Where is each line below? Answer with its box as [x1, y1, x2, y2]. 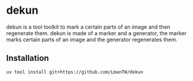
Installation [6, 53, 49, 63]
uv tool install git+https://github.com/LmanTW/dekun [6, 69, 144, 75]
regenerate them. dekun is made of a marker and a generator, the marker [6, 29, 187, 36]
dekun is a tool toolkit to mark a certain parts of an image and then [6, 23, 171, 30]
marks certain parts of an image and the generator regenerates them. [6, 36, 178, 43]
